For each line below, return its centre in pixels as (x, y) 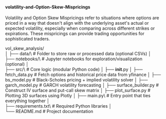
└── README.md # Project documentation (49, 112)
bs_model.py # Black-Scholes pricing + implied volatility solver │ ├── (77, 80)
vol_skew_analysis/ (25, 48)
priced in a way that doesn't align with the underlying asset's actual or (77, 23)
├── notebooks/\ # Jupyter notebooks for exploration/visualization (74, 59)
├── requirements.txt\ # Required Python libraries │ (58, 106)
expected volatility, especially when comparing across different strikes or (80, 28)
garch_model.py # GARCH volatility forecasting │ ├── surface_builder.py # (82, 85)
